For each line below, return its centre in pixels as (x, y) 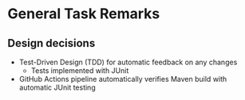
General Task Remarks (84, 14)
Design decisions (51, 43)
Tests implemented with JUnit (80, 71)
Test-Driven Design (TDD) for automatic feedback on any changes (128, 62)
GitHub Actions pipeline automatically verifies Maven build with (123, 79)
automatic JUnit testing (57, 87)
